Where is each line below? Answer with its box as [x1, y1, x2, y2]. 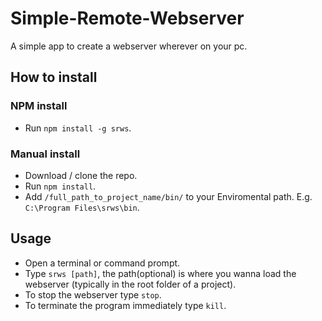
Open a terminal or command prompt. [24, 257, 181, 269]
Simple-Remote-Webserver [10, 7, 245, 30]
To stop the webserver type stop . [24, 288, 162, 301]
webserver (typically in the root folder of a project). [24, 278, 237, 290]
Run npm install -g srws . [24, 122, 132, 134]
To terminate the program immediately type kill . [24, 299, 227, 311]
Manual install [10, 147, 81, 161]
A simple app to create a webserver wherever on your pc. [10, 40, 248, 52]
